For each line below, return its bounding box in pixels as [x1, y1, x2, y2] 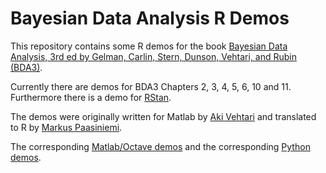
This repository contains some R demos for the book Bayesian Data [10, 40, 288, 52]
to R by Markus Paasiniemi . [10, 121, 123, 133]
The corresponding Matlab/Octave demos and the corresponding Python [10, 140, 311, 152]
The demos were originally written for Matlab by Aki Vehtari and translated [10, 110, 317, 122]
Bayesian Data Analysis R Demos [10, 7, 290, 30]
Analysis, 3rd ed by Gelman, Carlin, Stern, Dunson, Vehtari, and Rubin [10, 50, 298, 62]
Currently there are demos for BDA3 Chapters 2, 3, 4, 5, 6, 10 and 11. [10, 80, 292, 92]
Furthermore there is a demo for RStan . [10, 91, 172, 103]
